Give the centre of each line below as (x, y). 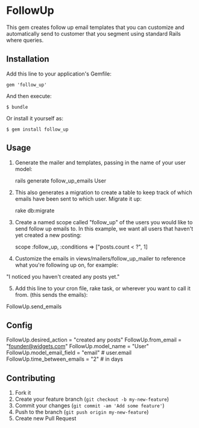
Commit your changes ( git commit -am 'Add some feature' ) (90, 406)
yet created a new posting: (48, 235)
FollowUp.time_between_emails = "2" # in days (65, 359)
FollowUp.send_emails (34, 306)
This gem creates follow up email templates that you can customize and (96, 27)
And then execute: (29, 96)
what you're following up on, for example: (67, 265)
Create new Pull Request (46, 418)
